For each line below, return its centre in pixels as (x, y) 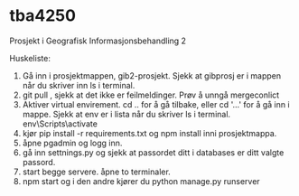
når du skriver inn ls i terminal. (79, 85)
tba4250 (43, 16)
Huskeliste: (30, 58)
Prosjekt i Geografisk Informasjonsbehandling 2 (98, 41)
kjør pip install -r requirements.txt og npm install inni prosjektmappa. (149, 133)
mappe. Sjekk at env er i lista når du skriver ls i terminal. (126, 114)
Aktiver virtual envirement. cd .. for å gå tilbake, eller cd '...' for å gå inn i (156, 104)
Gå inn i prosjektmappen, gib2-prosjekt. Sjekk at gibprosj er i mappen (152, 75)
